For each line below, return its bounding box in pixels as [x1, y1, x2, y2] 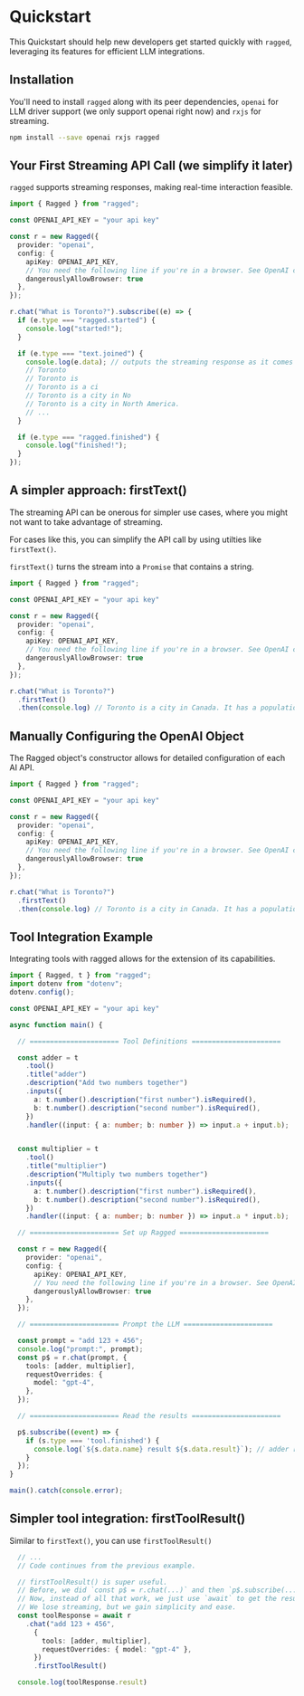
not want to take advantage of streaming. [9, 516, 163, 527]
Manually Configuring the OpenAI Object [9, 729, 244, 744]
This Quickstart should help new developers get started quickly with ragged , [9, 36, 292, 47]
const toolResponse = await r [17, 1611, 131, 1621]
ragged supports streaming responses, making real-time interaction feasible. [9, 182, 293, 193]
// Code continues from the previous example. [17, 1561, 196, 1570]
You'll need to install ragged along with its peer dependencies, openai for [9, 96, 279, 107]
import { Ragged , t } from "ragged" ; [9, 971, 152, 980]
